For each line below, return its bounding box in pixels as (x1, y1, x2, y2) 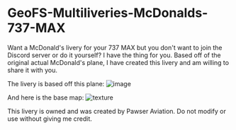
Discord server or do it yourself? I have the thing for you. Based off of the (7, 51, 221, 59)
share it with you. (7, 66, 58, 74)
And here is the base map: (7, 93, 84, 102)
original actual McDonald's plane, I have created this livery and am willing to (7, 58, 229, 66)
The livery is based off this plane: (7, 79, 105, 88)
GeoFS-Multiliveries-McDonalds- (7, 5, 208, 21)
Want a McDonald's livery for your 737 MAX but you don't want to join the (7, 43, 223, 52)
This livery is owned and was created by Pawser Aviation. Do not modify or (7, 107, 227, 115)
